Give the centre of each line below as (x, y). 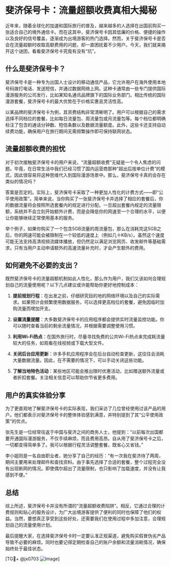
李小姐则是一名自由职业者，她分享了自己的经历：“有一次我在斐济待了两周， (84, 456)
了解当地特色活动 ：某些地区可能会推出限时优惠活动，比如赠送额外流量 (86, 371)
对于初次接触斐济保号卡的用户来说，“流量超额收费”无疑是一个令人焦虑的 (81, 162)
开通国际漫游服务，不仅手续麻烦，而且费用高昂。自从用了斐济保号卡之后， (88, 439)
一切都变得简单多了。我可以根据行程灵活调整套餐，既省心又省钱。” (74, 445)
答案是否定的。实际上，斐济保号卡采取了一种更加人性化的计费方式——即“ (82, 192)
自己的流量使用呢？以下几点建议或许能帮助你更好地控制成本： (74, 285)
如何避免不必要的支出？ (42, 265)
